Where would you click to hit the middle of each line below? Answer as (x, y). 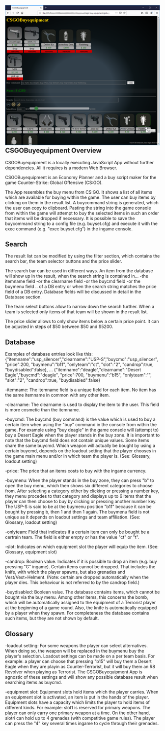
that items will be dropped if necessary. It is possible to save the (70, 218)
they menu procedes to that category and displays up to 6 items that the (78, 496)
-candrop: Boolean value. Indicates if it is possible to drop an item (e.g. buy (81, 562)
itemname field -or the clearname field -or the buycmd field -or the (73, 281)
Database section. (23, 297)
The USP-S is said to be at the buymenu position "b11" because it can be (78, 507)
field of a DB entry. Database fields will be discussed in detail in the (73, 292)
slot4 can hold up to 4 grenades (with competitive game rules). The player (80, 718)
